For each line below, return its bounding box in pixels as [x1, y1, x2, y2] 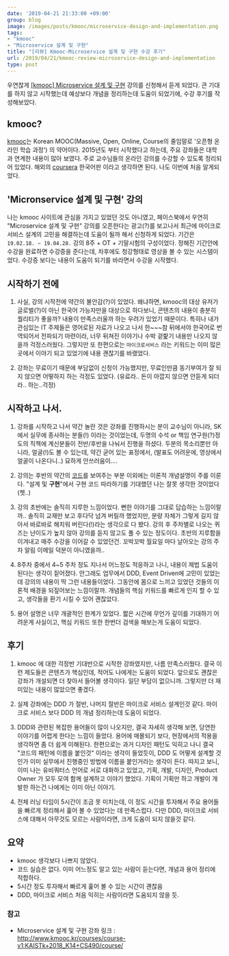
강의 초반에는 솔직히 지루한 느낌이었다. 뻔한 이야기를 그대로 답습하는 [16, 502, 198, 511]
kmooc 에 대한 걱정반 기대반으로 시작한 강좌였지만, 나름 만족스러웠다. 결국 [16, 660, 215, 668]
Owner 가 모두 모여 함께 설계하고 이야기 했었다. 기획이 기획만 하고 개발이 [16, 774, 211, 782]
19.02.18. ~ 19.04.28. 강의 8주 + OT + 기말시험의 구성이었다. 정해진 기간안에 [7, 239, 219, 247]
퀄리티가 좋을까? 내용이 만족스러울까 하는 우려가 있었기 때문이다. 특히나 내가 [16, 315, 219, 323]
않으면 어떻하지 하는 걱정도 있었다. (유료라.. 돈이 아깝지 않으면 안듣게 [24, 372, 207, 381]
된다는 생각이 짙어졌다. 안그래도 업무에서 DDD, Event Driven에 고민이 [16, 569, 203, 577]
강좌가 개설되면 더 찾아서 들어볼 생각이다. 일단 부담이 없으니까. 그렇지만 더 [16, 677, 214, 685]
